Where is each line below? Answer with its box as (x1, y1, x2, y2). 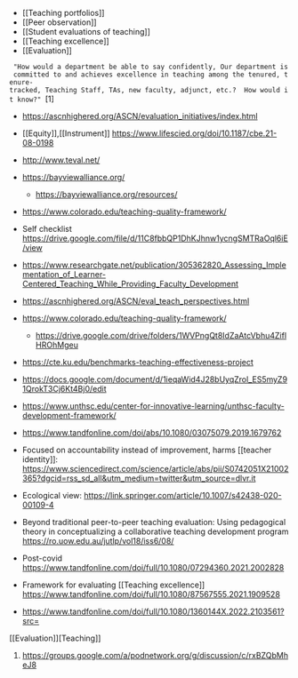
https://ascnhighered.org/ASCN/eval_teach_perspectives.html (21, 296, 250, 306)
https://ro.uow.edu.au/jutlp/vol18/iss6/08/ (21, 536, 174, 546)
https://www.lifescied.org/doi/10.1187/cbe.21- (111, 128, 278, 139)
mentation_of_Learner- (21, 269, 107, 279)
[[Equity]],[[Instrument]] (21, 128, 110, 139)
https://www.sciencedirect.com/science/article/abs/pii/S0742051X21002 (21, 464, 289, 474)
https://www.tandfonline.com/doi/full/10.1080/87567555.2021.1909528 (21, 589, 280, 599)
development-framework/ (21, 411, 117, 420)
